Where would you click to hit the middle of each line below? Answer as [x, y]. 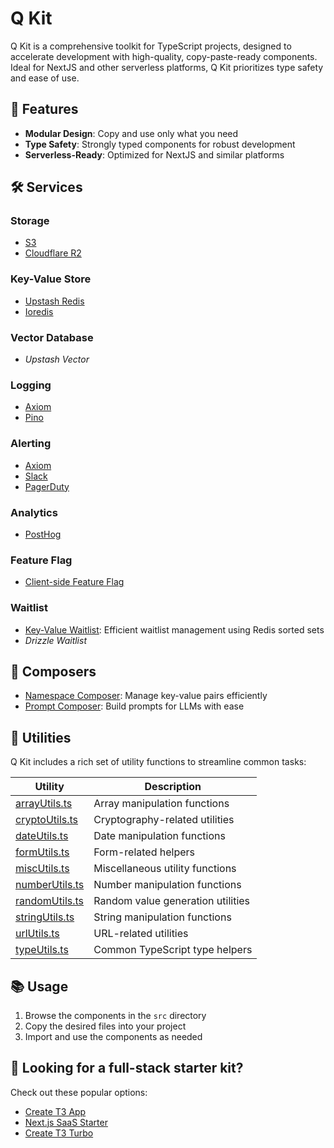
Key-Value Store [51, 279]
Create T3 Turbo [59, 1133]
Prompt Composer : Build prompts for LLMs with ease [134, 706]
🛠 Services [46, 187]
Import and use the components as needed [113, 1036]
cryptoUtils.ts [47, 820]
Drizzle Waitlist [55, 640]
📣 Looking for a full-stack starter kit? [127, 1068]
